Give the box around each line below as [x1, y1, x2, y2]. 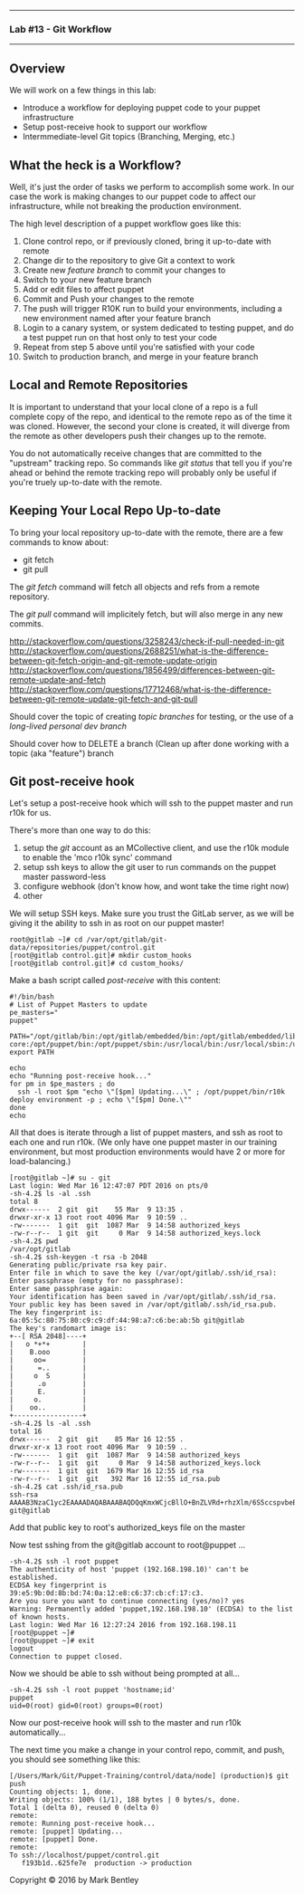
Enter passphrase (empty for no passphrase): [9, 1277, 184, 1286]
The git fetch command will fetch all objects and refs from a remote [9, 581, 261, 592]
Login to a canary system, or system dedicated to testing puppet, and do [22, 322, 294, 333]
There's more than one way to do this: [9, 825, 151, 836]
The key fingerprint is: [9, 1308, 103, 1317]
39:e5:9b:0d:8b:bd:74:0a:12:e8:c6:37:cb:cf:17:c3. [9, 1589, 204, 1598]
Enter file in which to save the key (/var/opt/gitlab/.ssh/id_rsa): [9, 1268, 278, 1277]
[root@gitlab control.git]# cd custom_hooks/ [9, 959, 184, 969]
